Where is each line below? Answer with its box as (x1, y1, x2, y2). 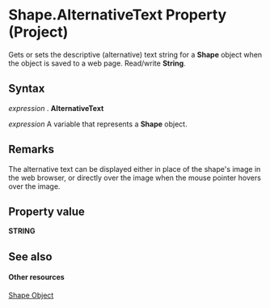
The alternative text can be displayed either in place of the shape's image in (8, 164, 261, 173)
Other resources (8, 272, 65, 282)
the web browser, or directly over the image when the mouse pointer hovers (8, 173, 261, 182)
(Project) (8, 23, 69, 41)
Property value (8, 204, 85, 218)
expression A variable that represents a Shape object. (8, 119, 188, 129)
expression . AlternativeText (8, 103, 104, 113)
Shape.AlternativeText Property (8, 6, 227, 24)
